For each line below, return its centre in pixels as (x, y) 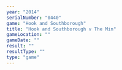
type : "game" (23, 57)
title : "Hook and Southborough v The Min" (61, 29)
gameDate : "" (23, 40)
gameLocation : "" (29, 35)
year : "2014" (23, 12)
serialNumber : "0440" (34, 18)
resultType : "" (26, 52)
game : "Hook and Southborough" (46, 23)
